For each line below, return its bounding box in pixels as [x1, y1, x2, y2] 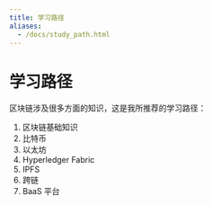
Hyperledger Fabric [22, 155, 95, 165]
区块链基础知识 [22, 122, 78, 133]
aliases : [9, 22, 42, 31]
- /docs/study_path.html [17, 30, 110, 39]
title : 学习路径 [9, 13, 65, 22]
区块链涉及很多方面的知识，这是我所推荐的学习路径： [9, 102, 207, 113]
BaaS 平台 [22, 186, 60, 197]
